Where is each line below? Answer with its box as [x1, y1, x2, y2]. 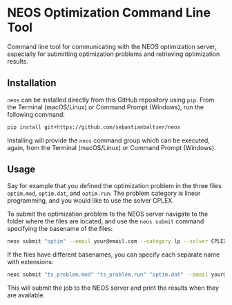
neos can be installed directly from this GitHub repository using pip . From [7, 95, 215, 104]
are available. [7, 291, 46, 299]
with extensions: [7, 258, 54, 266]
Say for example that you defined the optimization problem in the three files [7, 182, 222, 190]
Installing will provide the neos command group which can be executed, [7, 136, 211, 145]
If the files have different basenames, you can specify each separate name [7, 250, 220, 259]
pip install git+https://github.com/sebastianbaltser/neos [7, 123, 181, 131]
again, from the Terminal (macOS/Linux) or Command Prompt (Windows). [7, 143, 216, 151]
